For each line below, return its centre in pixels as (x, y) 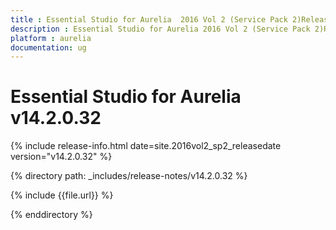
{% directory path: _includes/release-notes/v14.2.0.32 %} (129, 176)
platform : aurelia (51, 38)
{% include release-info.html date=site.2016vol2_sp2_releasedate (146, 146)
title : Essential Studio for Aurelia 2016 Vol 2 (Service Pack (149, 19)
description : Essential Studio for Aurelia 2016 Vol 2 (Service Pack (160, 29)
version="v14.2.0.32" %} (61, 157)
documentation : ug (48, 47)
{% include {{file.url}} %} (62, 195)
